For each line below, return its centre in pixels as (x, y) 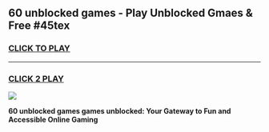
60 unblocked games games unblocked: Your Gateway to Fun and (120, 110)
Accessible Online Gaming (53, 119)
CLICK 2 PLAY (36, 78)
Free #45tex (39, 26)
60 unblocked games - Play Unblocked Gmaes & (131, 13)
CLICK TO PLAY (39, 49)
